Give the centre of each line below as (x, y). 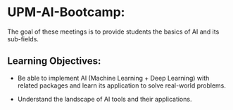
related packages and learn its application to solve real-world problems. (122, 85)
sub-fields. (23, 39)
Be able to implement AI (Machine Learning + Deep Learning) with (113, 78)
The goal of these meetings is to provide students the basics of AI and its (113, 32)
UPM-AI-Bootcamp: (66, 12)
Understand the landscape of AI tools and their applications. (105, 99)
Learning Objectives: (54, 61)
